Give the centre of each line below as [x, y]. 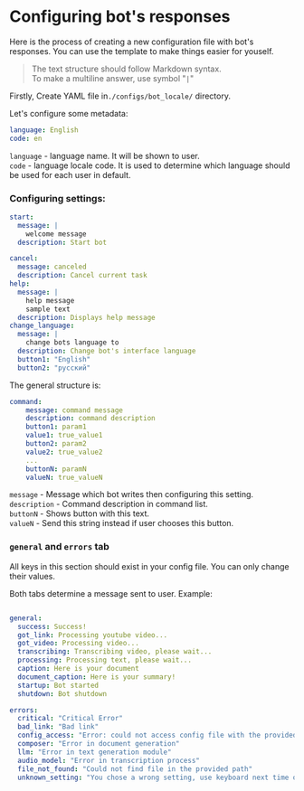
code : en [26, 138]
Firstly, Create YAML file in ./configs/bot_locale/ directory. [120, 96]
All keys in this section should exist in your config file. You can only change [149, 566]
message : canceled [52, 267]
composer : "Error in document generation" [99, 744]
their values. [33, 576]
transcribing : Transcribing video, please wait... [115, 652]
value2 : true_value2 [64, 452]
